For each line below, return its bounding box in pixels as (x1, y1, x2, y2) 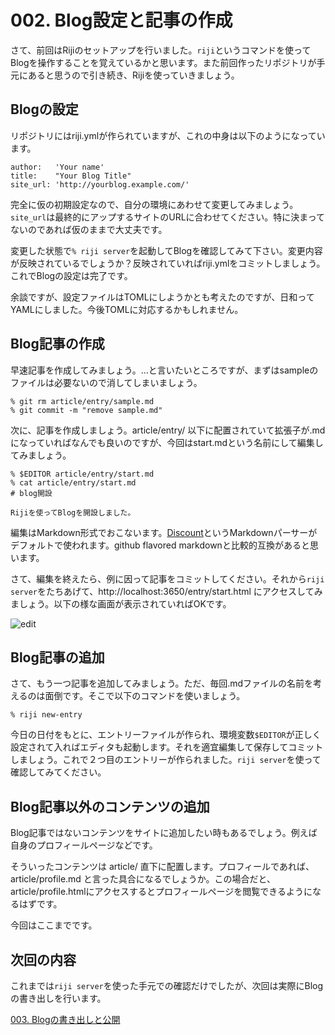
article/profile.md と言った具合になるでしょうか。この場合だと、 (10, 873, 277, 885)
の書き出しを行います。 (10, 992, 107, 1004)
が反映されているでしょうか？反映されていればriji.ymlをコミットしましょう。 (10, 257, 326, 269)
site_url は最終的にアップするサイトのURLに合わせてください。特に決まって (10, 211, 325, 223)
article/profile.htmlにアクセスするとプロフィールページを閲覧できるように (10, 886, 313, 898)
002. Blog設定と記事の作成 (10, 9, 233, 32)
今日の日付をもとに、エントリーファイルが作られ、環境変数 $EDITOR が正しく (10, 729, 322, 741)
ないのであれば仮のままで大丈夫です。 (10, 223, 168, 235)
